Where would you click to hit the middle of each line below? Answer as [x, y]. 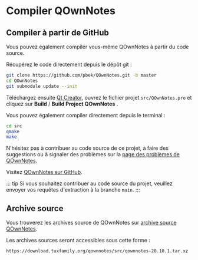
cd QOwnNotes [22, 81]
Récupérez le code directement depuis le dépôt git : [69, 64]
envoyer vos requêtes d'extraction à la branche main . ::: [73, 190]
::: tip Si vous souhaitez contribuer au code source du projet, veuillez [89, 183]
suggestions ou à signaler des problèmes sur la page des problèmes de [93, 154]
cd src [14, 126]
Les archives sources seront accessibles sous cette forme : [78, 241]
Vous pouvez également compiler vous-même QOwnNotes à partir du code [98, 47]
